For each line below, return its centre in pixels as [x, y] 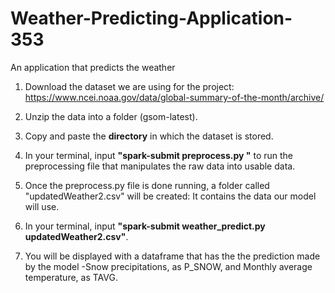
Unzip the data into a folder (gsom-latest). [111, 116]
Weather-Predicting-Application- [151, 18]
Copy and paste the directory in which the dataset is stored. [149, 136]
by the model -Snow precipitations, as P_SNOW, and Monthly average [168, 266]
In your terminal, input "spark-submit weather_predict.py [145, 226]
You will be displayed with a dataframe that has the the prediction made [172, 256]
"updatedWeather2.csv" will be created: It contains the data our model [170, 196]
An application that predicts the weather [93, 67]
